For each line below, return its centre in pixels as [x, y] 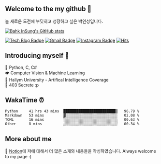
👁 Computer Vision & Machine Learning [45, 73]
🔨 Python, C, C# [21, 67]
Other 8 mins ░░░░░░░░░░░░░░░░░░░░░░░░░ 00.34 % [72, 124]
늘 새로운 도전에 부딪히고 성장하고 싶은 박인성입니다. [54, 21]
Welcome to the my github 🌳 [48, 9]
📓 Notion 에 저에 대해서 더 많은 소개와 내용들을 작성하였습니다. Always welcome [80, 151]
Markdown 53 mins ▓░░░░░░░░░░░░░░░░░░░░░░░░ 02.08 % [72, 115]
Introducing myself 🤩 [37, 56]
